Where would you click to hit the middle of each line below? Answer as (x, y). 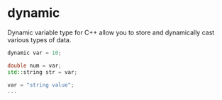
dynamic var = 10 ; (34, 53)
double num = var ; (34, 65)
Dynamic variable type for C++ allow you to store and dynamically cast (111, 32)
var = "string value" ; (41, 85)
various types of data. (39, 39)
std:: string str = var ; (43, 72)
